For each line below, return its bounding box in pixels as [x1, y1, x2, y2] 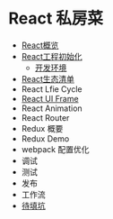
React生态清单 [21, 73, 75, 84]
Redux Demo [21, 132, 70, 144]
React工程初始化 [21, 50, 83, 61]
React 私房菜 [8, 8, 104, 29]
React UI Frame [21, 93, 79, 104]
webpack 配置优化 [21, 143, 90, 154]
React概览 [21, 40, 59, 50]
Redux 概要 [21, 123, 64, 133]
